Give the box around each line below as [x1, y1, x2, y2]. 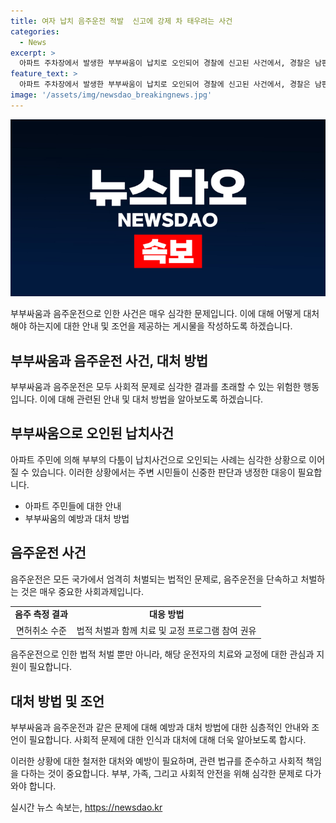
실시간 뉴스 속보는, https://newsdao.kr [10, 801, 163, 813]
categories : [10, 26, 60, 37]
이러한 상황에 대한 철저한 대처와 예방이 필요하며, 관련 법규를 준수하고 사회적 [10, 755, 304, 767]
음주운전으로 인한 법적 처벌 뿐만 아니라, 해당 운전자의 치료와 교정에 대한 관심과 [10, 648, 315, 660]
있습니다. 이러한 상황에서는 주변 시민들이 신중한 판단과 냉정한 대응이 [31, 466, 296, 478]
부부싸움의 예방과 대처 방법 [24, 512, 130, 524]
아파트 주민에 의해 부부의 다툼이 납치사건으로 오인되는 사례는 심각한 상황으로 [10, 453, 307, 465]
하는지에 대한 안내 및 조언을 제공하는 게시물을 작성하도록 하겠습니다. [28, 320, 293, 332]
